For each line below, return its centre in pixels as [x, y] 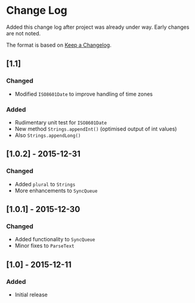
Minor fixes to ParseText [44, 246]
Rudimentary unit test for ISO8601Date [61, 122]
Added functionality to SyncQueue [55, 240]
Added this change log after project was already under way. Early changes [98, 27]
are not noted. [24, 33]
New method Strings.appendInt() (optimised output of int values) [96, 129]
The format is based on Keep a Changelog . [59, 45]
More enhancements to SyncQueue [56, 190]
